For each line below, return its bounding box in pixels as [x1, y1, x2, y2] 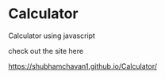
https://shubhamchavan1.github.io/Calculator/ [8, 61, 157, 71]
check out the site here [8, 46, 84, 55]
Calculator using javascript [8, 31, 95, 40]
